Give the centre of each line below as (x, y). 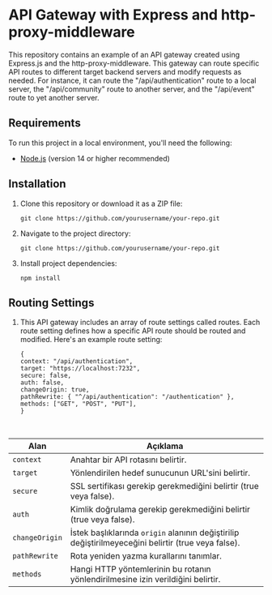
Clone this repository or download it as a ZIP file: (101, 203)
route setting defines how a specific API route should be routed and (133, 331)
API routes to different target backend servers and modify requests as (125, 71)
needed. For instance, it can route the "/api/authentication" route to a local (132, 80)
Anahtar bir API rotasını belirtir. (128, 460)
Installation (37, 184)
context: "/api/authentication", (76, 362)
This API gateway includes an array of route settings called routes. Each (140, 323)
